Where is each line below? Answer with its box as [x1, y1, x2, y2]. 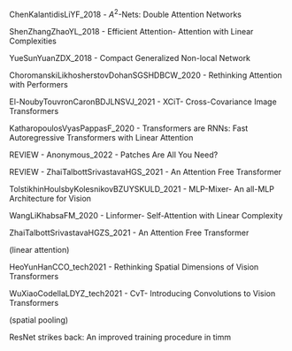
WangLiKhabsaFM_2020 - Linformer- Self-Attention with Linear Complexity [9, 210, 283, 220]
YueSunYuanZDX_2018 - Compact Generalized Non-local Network [9, 52, 250, 63]
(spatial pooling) [9, 314, 69, 325]
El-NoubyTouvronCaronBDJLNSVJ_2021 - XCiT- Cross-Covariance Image [9, 96, 277, 107]
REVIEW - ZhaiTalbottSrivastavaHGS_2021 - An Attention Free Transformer [9, 166, 281, 177]
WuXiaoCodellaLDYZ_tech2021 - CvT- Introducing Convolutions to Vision [9, 287, 276, 299]
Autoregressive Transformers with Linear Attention [9, 132, 194, 142]
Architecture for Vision [9, 193, 91, 203]
